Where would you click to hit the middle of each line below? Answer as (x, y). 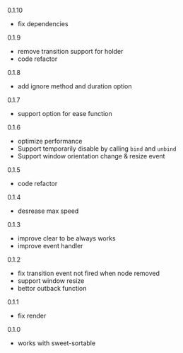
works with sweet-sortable (57, 343)
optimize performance (50, 141)
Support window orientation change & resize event (91, 156)
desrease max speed (48, 211)
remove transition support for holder (70, 51)
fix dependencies (43, 24)
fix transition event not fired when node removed (89, 273)
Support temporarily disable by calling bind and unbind (97, 149)
